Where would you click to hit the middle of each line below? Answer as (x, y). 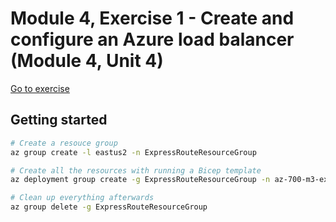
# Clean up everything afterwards (82, 198)
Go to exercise (40, 88)
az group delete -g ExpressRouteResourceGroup (109, 207)
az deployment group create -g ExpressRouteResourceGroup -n (140, 180)
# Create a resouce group (64, 143)
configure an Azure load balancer (152, 39)
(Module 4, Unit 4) (87, 61)
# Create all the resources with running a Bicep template (136, 170)
